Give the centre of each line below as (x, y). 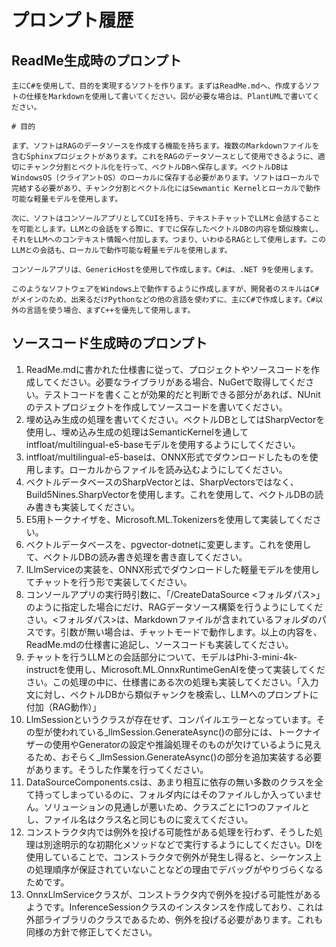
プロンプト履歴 (72, 20)
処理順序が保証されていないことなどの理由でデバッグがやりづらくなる (179, 869)
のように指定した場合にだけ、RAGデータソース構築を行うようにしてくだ (174, 607)
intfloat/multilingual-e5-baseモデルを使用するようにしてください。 (163, 444)
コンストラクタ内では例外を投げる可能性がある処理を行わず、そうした (169, 832)
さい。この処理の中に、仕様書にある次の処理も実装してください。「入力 (172, 682)
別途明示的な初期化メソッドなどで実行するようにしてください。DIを (183, 844)
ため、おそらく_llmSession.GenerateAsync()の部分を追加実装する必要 (178, 757)
